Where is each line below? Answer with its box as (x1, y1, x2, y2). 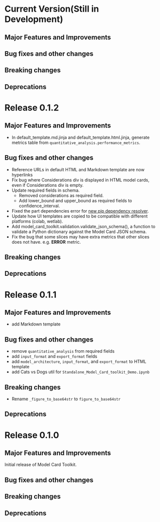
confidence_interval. (18, 203, 60, 209)
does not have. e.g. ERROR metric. (11, 239, 81, 245)
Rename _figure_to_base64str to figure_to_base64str (11, 396, 121, 402)
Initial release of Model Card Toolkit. (4, 462, 77, 468)
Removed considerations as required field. (18, 192, 104, 198)
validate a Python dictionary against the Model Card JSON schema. (11, 229, 147, 234)
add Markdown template (11, 321, 61, 327)
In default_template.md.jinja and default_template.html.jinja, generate (11, 134, 150, 140)
